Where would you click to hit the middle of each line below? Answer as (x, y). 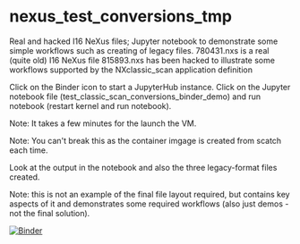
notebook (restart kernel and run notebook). (90, 105)
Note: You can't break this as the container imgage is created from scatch (146, 140)
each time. (29, 150)
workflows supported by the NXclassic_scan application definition (131, 70)
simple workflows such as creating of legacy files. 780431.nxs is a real (139, 50)
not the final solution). (50, 213)
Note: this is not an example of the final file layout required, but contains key (150, 194)
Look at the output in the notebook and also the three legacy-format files (143, 167)
